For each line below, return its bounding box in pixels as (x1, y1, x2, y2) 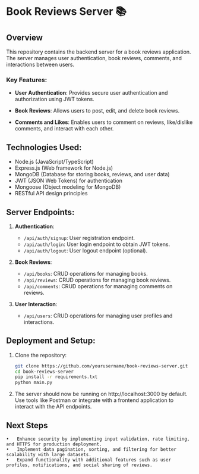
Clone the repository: (14, 351, 67, 358)
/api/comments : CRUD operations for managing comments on (23, 282, 173, 289)
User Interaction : (14, 300, 58, 307)
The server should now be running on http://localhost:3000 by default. (14, 391, 188, 398)
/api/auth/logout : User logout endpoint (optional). (23, 247, 147, 254)
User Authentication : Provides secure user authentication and (14, 89, 168, 96)
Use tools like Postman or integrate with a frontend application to (14, 397, 174, 404)
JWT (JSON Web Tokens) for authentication (14, 177, 123, 185)
